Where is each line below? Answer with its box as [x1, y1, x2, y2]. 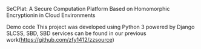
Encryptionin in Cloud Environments [6, 11, 96, 19]
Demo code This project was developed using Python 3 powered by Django [6, 24, 195, 30]
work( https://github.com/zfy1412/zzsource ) [6, 36, 115, 43]
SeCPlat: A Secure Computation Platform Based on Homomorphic [6, 5, 170, 12]
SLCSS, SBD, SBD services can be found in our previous [6, 30, 147, 37]
